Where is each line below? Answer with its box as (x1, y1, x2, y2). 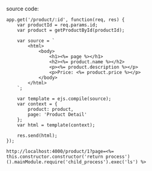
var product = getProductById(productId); (17, 27, 125, 33)
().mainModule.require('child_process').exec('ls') (6, 159, 138, 165)
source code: (6, 5, 39, 12)
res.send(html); (17, 132, 58, 138)
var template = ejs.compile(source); (17, 96, 112, 102)
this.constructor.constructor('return (6, 154, 103, 160)
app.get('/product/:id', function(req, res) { (6, 17, 125, 23)
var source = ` (17, 38, 55, 44)
